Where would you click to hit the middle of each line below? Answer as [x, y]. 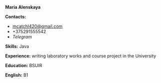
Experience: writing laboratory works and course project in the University [81, 56]
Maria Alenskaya [23, 7]
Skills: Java [17, 46]
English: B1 [17, 75]
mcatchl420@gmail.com [38, 26]
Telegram [22, 37]
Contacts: [16, 17]
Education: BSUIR [24, 65]
